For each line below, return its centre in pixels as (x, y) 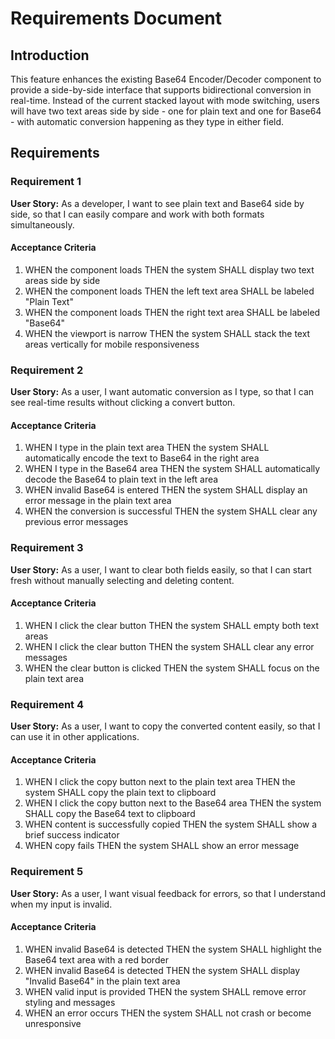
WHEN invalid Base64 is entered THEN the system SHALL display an (166, 490)
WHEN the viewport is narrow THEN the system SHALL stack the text (167, 333)
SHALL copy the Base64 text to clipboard (110, 814)
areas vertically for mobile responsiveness (112, 344)
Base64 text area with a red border (96, 959)
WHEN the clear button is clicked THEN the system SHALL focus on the (172, 668)
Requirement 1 (46, 182)
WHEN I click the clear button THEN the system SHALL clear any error (169, 646)
